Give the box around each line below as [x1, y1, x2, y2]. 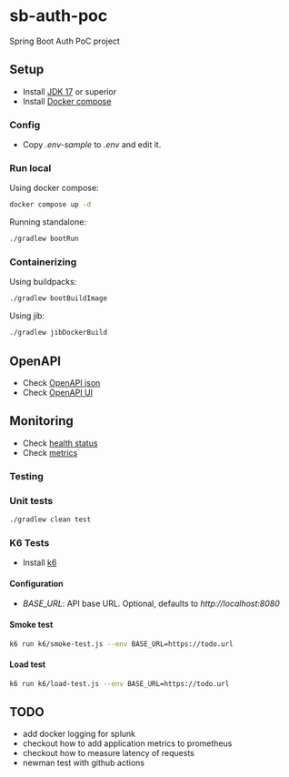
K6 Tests [9, 536, 50, 549]
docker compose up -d [9, 200, 92, 209]
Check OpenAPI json [22, 377, 101, 388]
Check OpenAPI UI [22, 387, 94, 398]
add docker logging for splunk [22, 729, 136, 740]
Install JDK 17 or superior [22, 86, 116, 96]
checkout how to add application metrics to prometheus [22, 738, 233, 749]
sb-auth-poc [9, 5, 108, 26]
